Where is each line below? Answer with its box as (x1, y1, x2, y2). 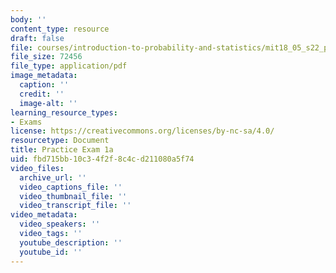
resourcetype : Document (10, 136, 110, 146)
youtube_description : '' (19, 237, 123, 248)
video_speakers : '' (19, 219, 101, 230)
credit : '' (19, 89, 65, 99)
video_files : (10, 163, 65, 173)
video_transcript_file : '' (19, 201, 132, 211)
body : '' (10, 14, 47, 25)
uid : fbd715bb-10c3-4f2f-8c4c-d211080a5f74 (10, 154, 195, 164)
